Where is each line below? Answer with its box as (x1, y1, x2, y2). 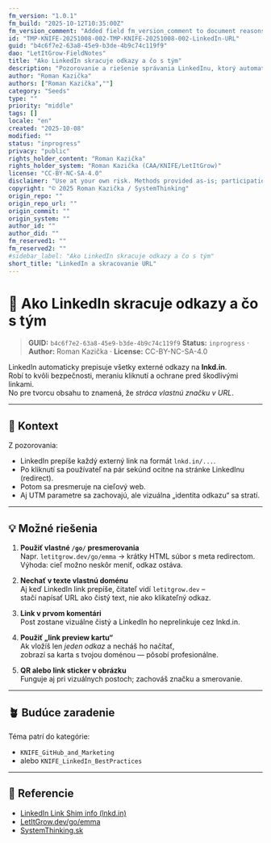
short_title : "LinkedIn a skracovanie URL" (8, 259, 157, 267)
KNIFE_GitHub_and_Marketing (19, 749, 115, 757)
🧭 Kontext (8, 419, 59, 433)
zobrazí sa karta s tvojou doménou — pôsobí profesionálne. (19, 650, 219, 660)
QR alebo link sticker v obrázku (19, 665, 127, 675)
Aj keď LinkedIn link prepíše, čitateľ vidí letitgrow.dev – (19, 585, 206, 594)
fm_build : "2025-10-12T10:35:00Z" (8, 19, 125, 27)
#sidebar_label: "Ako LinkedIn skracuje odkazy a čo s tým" (8, 252, 215, 260)
